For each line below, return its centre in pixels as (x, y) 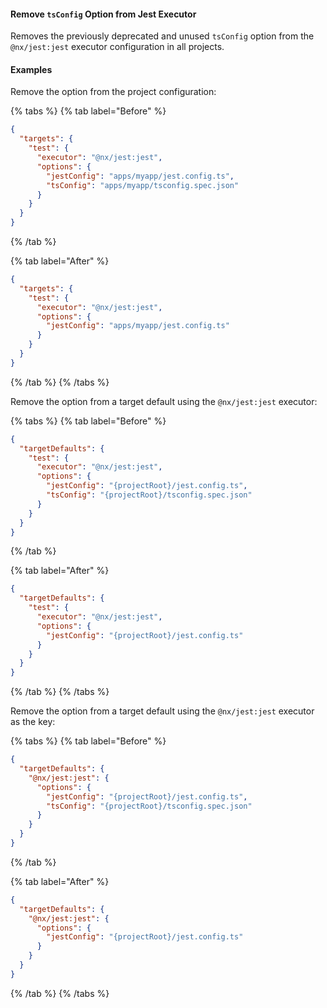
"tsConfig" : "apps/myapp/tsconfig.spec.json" (143, 185)
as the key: (33, 722)
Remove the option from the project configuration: (113, 92)
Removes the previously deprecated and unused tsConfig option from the (162, 36)
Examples (31, 69)
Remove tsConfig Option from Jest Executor (103, 14)
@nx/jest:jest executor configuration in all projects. (117, 47)
